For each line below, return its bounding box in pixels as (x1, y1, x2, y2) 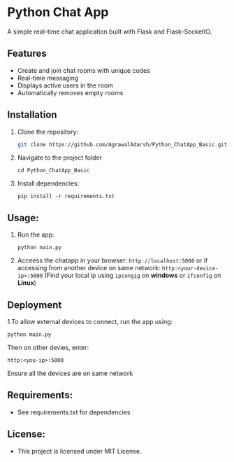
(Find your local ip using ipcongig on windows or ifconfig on (44, 271, 221, 280)
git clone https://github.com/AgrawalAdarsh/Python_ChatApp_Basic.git (17, 141, 228, 148)
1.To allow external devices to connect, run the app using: (7, 318, 173, 326)
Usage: (7, 211, 40, 224)
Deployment (7, 299, 62, 311)
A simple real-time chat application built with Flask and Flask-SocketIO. (7, 27, 212, 36)
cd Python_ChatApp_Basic (17, 167, 90, 174)
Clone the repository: (17, 127, 79, 136)
